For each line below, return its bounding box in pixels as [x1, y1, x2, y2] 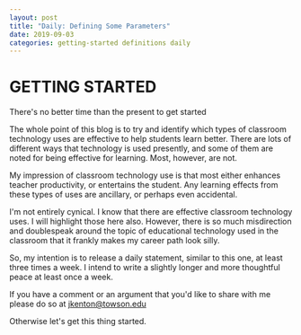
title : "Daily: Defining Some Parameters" [9, 22, 171, 31]
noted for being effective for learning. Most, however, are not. [9, 153, 238, 163]
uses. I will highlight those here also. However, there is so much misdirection [9, 216, 292, 227]
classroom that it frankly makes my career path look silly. [9, 235, 220, 246]
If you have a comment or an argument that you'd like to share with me [9, 289, 271, 300]
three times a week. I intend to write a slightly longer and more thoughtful [9, 262, 280, 273]
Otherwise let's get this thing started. [9, 316, 146, 327]
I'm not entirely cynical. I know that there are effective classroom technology [9, 207, 293, 217]
